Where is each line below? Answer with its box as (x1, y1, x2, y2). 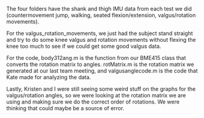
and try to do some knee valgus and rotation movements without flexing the (6, 36, 196, 43)
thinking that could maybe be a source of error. (6, 105, 125, 111)
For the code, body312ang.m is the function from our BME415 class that (6, 54, 186, 61)
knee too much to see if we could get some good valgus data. (6, 42, 161, 50)
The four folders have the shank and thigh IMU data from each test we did (6, 5, 192, 12)
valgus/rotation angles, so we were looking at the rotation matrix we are (6, 92, 186, 99)
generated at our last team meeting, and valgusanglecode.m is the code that (6, 67, 198, 74)
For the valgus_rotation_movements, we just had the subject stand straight (6, 30, 193, 37)
